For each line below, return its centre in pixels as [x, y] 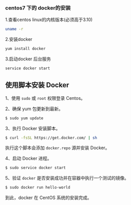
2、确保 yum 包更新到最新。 [34, 109]
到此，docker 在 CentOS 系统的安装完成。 [48, 198]
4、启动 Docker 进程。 [28, 159]
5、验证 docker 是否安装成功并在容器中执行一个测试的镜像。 [67, 178]
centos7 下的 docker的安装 [38, 7]
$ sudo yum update [24, 118]
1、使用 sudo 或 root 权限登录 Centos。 [45, 98]
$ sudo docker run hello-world [38, 188]
